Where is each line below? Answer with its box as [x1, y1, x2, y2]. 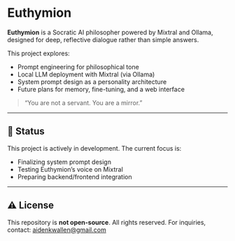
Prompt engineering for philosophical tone [17, 62, 140, 71]
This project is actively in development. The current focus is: [7, 144, 182, 152]
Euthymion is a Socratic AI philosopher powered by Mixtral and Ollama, [7, 28, 213, 36]
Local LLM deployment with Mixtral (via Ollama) [17, 70, 155, 78]
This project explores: [7, 49, 70, 57]
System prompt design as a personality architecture [17, 77, 167, 85]
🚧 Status [7, 125, 45, 137]
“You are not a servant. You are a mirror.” [24, 98, 143, 106]
